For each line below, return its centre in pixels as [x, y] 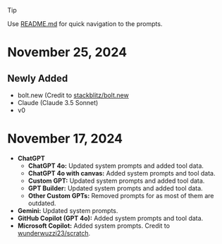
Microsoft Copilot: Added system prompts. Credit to [94, 226]
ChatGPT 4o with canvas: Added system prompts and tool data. [122, 173]
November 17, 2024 [65, 139]
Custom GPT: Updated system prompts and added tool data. [116, 181]
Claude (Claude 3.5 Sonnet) [58, 103]
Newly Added [38, 78]
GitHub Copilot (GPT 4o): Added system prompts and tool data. [110, 218]
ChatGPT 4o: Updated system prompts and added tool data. [116, 166]
